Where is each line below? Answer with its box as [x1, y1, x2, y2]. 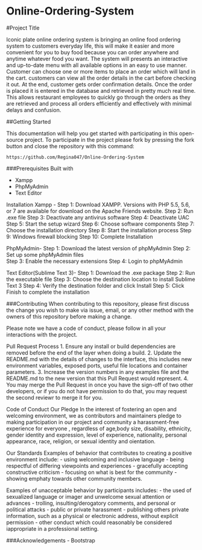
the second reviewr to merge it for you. [6, 394, 103, 401]
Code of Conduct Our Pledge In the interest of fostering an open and [6, 405, 177, 413]
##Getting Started [6, 118, 51, 125]
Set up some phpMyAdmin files [6, 251, 84, 258]
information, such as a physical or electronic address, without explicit [6, 512, 179, 519]
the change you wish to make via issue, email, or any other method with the [6, 306, 194, 314]
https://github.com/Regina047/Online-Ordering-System [6, 154, 145, 160]
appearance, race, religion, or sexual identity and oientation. [6, 437, 156, 444]
